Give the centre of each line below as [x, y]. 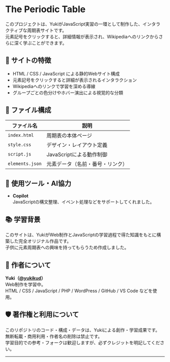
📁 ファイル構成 [28, 110]
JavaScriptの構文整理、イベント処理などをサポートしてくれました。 [83, 202]
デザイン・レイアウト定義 [77, 145]
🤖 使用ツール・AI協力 [38, 183]
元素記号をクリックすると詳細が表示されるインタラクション [75, 80]
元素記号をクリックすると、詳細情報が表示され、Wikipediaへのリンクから [82, 36]
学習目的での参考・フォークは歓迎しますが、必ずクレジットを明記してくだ [83, 342]
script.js [19, 154]
